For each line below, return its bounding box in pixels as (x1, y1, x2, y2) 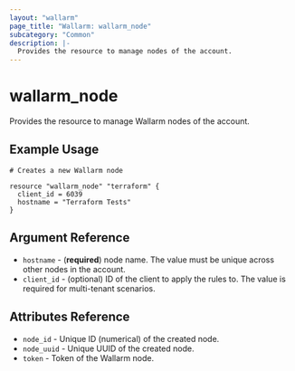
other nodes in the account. (22, 263, 127, 274)
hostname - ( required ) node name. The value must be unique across (22, 254, 274, 265)
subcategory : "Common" (9, 30, 95, 39)
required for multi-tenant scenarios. (22, 282, 156, 294)
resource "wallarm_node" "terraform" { (9, 182, 160, 191)
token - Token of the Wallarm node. (22, 352, 155, 363)
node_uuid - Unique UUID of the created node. (22, 343, 195, 354)
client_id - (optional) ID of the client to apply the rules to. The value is (22, 273, 287, 284)
